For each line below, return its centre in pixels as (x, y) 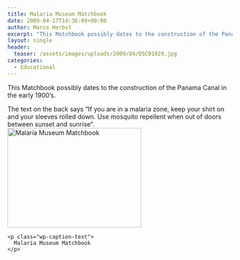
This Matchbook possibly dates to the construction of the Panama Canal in (117, 87)
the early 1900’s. (31, 95)
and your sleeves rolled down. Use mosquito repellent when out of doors (114, 116)
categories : (25, 61)
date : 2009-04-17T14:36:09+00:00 (57, 21)
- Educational (35, 67)
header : (19, 47)
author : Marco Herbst (40, 27)
